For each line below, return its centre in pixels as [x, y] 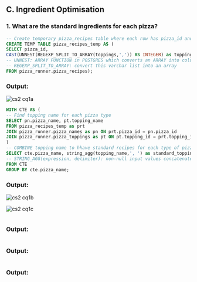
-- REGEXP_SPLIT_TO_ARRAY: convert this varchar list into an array [91, 66]
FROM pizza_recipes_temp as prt [45, 126]
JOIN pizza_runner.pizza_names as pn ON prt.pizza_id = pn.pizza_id [91, 131]
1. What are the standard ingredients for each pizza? [82, 26]
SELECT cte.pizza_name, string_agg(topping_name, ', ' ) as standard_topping [101, 154]
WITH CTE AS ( [23, 110]
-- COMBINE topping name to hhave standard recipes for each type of [93, 148]
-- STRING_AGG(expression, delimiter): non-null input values [84, 159]
